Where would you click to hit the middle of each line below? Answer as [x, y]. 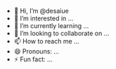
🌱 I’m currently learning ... [51, 26]
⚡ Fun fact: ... [33, 59]
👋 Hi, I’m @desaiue [41, 11]
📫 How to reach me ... [46, 41]
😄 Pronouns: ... [37, 51]
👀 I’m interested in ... [44, 18]
